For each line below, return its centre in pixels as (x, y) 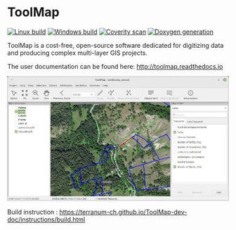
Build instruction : (33, 212)
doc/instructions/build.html (46, 219)
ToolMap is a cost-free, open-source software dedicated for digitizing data (116, 45)
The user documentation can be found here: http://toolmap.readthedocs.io (115, 66)
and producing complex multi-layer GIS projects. (77, 53)
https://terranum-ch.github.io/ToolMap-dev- (123, 212)
